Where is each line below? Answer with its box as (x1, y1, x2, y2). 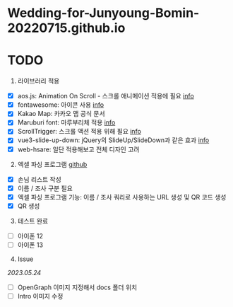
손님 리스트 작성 (17, 175, 61, 183)
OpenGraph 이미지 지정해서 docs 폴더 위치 (17, 283, 138, 291)
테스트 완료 (17, 216, 49, 225)
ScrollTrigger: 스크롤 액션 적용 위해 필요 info (17, 127, 141, 136)
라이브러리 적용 (17, 76, 60, 86)
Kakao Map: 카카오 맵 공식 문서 (17, 110, 105, 118)
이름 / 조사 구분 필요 (17, 184, 73, 192)
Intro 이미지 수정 (17, 292, 64, 300)
